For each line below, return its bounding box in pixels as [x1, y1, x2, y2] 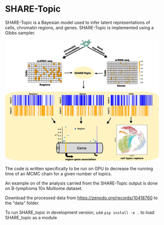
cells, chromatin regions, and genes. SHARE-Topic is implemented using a [5, 24, 154, 30]
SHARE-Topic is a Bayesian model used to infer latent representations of [5, 19, 150, 25]
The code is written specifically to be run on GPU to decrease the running [5, 166, 153, 171]
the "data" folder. [5, 200, 40, 206]
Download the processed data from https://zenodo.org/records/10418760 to [5, 195, 158, 201]
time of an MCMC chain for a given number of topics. [5, 170, 112, 176]
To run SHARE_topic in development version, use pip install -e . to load [5, 209, 155, 215]
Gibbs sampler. [5, 30, 36, 36]
